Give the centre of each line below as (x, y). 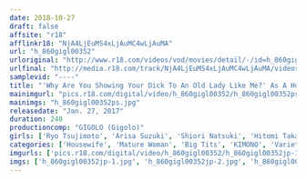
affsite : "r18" (38, 35)
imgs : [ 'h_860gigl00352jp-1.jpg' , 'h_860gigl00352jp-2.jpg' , (128, 161)
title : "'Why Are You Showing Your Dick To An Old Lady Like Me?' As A (148, 85)
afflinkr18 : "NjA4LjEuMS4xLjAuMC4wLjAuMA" (91, 43)
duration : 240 (36, 119)
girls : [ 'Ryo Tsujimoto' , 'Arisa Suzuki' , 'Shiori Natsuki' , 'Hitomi (144, 136)
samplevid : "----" (44, 77)
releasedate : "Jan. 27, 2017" (67, 111)
